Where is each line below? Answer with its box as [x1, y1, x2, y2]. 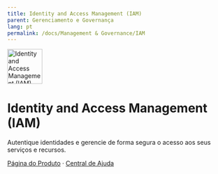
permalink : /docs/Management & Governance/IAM [7, 29, 145, 37]
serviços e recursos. [7, 145, 66, 154]
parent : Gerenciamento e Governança [7, 17, 114, 24]
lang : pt [7, 23, 33, 30]
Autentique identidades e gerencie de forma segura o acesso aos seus [7, 139, 211, 147]
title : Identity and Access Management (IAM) [7, 10, 142, 17]
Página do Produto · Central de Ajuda [7, 159, 114, 168]
